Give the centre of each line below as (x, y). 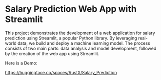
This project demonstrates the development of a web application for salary (80, 33)
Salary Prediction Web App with (71, 9)
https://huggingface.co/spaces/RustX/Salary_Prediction (61, 72)
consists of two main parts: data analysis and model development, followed (81, 48)
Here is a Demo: (21, 63)
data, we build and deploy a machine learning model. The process (84, 43)
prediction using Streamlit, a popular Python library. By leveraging (71, 38)
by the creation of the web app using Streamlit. (52, 53)
